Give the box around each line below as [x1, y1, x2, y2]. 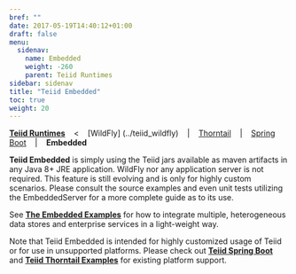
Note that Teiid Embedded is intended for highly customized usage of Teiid [9, 236, 282, 247]
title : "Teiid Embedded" [9, 87, 101, 96]
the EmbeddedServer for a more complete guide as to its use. [9, 192, 235, 203]
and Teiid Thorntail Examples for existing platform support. [9, 254, 228, 266]
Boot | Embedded [9, 137, 87, 148]
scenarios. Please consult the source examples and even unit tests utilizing [9, 183, 284, 193]
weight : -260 [25, 63, 74, 72]
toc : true [9, 95, 46, 105]
